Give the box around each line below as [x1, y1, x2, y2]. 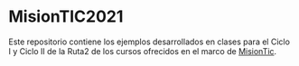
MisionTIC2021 [8, 6, 124, 27]
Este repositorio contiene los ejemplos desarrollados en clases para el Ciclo [8, 36, 291, 47]
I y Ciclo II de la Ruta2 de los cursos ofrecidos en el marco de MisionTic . [8, 45, 277, 56]
